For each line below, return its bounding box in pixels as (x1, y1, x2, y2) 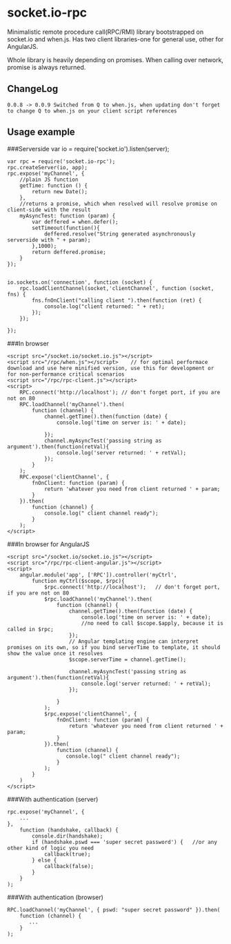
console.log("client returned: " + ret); (43, 302, 165, 310)
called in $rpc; (7, 626, 54, 633)
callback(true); (43, 851, 91, 858)
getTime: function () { (19, 182, 88, 189)
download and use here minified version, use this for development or (7, 365, 214, 372)
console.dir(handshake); (32, 832, 103, 840)
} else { (32, 856, 57, 864)
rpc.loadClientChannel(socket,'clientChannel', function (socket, (19, 285, 214, 291)
